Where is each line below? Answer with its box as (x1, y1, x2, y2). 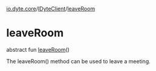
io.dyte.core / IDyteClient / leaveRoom (6, 5, 96, 12)
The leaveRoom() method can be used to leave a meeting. (6, 57, 151, 65)
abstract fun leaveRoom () (6, 46, 70, 53)
